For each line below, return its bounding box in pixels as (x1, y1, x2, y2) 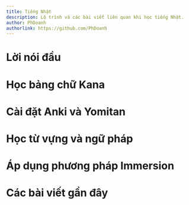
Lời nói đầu (6, 51, 61, 64)
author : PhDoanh (6, 20, 46, 25)
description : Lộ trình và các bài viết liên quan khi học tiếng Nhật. (6, 14, 184, 20)
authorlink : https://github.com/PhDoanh (6, 25, 108, 31)
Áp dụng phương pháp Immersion (6, 159, 175, 172)
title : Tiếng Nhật (6, 8, 52, 15)
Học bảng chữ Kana (6, 78, 105, 91)
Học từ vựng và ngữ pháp (6, 132, 133, 145)
